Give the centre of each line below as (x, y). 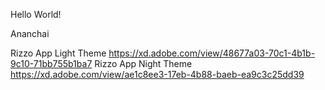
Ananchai (30, 33)
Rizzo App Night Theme (143, 63)
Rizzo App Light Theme (58, 53)
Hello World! (36, 14)
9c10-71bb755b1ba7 (51, 63)
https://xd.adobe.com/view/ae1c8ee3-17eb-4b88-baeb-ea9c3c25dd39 (157, 74)
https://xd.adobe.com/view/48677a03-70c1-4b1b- (212, 53)
